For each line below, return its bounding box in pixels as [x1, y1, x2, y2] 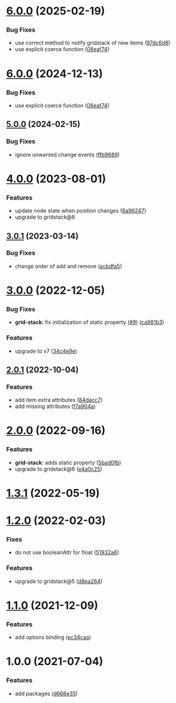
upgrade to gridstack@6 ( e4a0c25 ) [14, 465, 103, 472]
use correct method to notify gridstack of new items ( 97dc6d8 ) [14, 39, 171, 46]
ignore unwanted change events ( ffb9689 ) [14, 151, 120, 158]
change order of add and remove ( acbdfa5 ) [14, 263, 123, 270]
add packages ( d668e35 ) [14, 690, 78, 697]
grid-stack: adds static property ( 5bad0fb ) [14, 458, 122, 466]
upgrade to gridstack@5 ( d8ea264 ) [14, 577, 103, 585]
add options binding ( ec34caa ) [14, 634, 92, 641]
